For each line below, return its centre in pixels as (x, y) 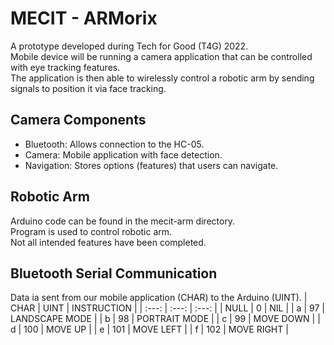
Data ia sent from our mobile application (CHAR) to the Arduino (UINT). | (159, 298)
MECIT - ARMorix (84, 18)
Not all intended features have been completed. (108, 242)
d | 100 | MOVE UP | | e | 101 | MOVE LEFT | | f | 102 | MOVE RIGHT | (149, 329)
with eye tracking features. (65, 67)
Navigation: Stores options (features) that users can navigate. (151, 165)
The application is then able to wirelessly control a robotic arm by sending (162, 78)
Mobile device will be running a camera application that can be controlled (161, 56)
